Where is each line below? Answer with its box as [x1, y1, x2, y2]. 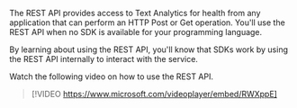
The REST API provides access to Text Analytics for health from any [9, 8, 261, 18]
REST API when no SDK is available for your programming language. [9, 27, 263, 37]
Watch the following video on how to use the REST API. [9, 71, 214, 82]
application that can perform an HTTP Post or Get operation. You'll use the [9, 17, 285, 28]
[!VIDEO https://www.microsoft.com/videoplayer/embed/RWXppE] [31, 89, 277, 99]
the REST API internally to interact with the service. [9, 54, 198, 64]
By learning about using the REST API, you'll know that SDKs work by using [9, 44, 289, 55]
